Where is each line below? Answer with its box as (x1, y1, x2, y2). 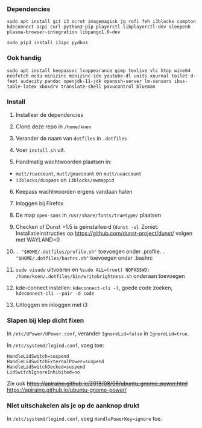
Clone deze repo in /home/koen (15, 123, 92, 130)
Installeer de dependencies (15, 111, 84, 118)
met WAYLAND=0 (15, 235, 60, 243)
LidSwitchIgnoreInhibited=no (7, 369, 80, 375)
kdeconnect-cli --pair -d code (15, 290, 95, 297)
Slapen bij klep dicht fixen (7, 316, 84, 324)
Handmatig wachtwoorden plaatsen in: (15, 158, 112, 165)
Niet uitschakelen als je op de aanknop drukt (7, 401, 140, 410)
